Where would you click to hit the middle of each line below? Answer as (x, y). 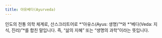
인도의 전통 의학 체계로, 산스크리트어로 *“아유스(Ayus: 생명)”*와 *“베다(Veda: (79, 24)
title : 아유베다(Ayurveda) (30, 9)
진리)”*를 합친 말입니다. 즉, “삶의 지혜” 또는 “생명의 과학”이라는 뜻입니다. (80, 30)
